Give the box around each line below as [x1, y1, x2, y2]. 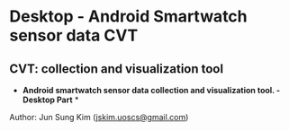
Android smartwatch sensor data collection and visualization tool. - [22, 85, 281, 95]
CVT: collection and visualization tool [9, 61, 223, 76]
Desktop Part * [22, 94, 79, 105]
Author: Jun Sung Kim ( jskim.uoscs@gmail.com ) [9, 112, 189, 122]
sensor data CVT [9, 25, 139, 46]
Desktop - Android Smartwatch [9, 6, 248, 27]
